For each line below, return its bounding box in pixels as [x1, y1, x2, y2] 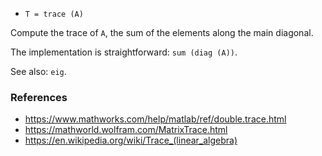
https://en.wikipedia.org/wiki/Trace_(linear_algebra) [24, 134, 238, 147]
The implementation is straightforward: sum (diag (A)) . [10, 46, 238, 58]
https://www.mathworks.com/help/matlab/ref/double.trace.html [24, 113, 287, 125]
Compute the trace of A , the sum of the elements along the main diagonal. [10, 27, 314, 38]
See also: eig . [10, 66, 67, 77]
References [10, 90, 68, 104]
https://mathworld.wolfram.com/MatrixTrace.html [24, 124, 228, 136]
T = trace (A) [24, 9, 84, 19]
